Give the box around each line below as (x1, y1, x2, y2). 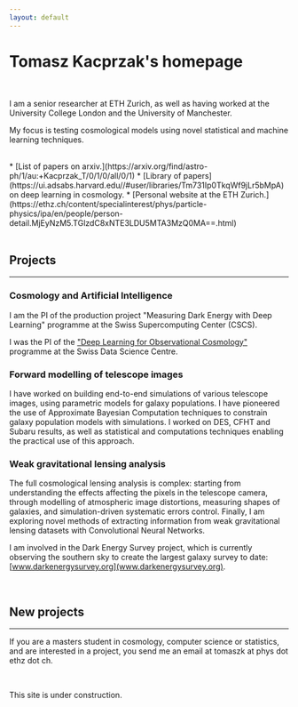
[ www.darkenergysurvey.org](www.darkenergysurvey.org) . (9, 561, 226, 572)
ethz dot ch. (9, 655, 53, 666)
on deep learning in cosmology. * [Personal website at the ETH (9, 189, 239, 200)
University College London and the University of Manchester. (9, 108, 232, 118)
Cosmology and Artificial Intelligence (9, 290, 173, 302)
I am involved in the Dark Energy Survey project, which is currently (9, 542, 253, 553)
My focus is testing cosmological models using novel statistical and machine (9, 125, 289, 135)
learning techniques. (9, 134, 84, 145)
